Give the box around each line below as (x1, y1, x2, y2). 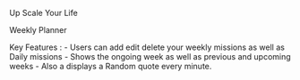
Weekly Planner (9, 25, 67, 35)
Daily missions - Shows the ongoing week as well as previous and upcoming (9, 52, 291, 61)
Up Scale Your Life (9, 8, 78, 18)
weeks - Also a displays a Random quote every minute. (9, 61, 212, 71)
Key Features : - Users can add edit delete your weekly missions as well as (9, 42, 285, 52)
